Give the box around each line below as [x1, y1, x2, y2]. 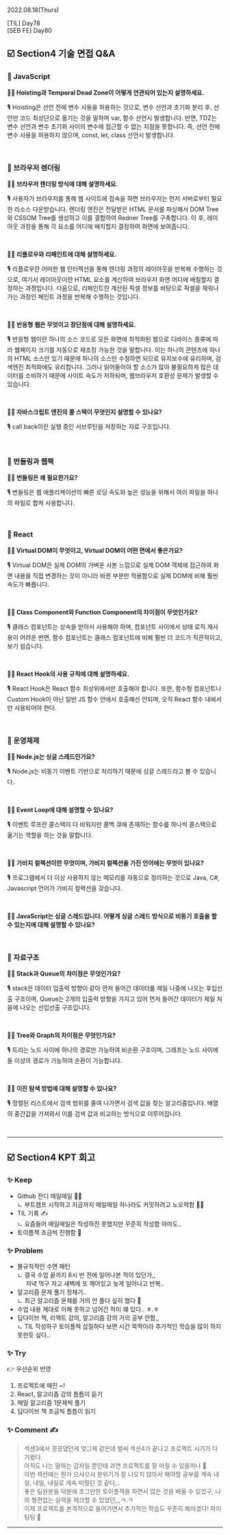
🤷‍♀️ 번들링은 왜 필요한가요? [7, 473, 78, 482]
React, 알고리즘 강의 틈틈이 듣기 [16, 1390, 103, 1399]
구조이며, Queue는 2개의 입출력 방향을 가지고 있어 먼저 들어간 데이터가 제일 [14, 995, 216, 1003]
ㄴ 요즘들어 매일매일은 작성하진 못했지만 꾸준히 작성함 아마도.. [16, 1219, 182, 1228]
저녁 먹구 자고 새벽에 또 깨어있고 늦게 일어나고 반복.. [25, 1279, 164, 1288]
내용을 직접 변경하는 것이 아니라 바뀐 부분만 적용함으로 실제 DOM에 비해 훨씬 [14, 571, 218, 580]
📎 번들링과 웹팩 [7, 456, 54, 466]
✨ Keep [7, 1176, 33, 1185]
